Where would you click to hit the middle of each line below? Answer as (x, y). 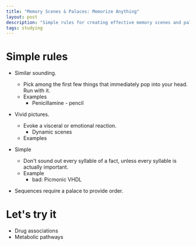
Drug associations (36, 231)
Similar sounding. (35, 73)
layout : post (22, 17)
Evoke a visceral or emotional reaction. (70, 126)
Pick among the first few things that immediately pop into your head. (105, 84)
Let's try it (31, 215)
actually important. (46, 167)
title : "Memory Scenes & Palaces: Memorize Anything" (73, 11)
